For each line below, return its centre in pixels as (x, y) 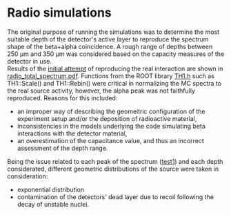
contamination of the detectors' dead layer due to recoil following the (115, 197)
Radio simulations (59, 13)
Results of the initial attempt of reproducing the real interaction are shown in (115, 68)
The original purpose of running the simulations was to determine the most (113, 32)
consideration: (28, 176)
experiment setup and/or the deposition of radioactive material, (107, 118)
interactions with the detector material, (72, 133)
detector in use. (29, 61)
